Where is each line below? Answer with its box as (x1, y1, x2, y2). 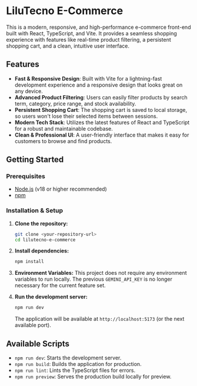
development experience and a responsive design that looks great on (14, 81, 183, 88)
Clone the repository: (14, 219, 68, 227)
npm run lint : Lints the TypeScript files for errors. (14, 367, 136, 374)
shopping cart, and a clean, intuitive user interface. (6, 42, 130, 49)
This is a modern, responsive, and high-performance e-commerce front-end (6, 24, 191, 31)
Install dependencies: (14, 247, 69, 254)
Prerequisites (6, 172, 45, 181)
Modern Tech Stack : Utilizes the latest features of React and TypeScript (14, 119, 190, 126)
